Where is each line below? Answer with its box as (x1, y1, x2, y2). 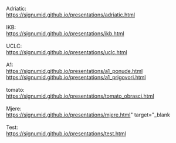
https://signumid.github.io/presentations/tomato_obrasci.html (6, 92, 154, 99)
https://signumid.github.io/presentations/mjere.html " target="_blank (6, 111, 170, 118)
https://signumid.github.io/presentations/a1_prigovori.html (6, 74, 146, 81)
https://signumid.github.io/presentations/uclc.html (6, 49, 127, 55)
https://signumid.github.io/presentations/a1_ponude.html (6, 68, 143, 74)
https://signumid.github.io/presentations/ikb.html (6, 30, 124, 37)
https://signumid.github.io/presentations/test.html (6, 130, 126, 137)
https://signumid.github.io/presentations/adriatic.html (6, 11, 136, 18)
